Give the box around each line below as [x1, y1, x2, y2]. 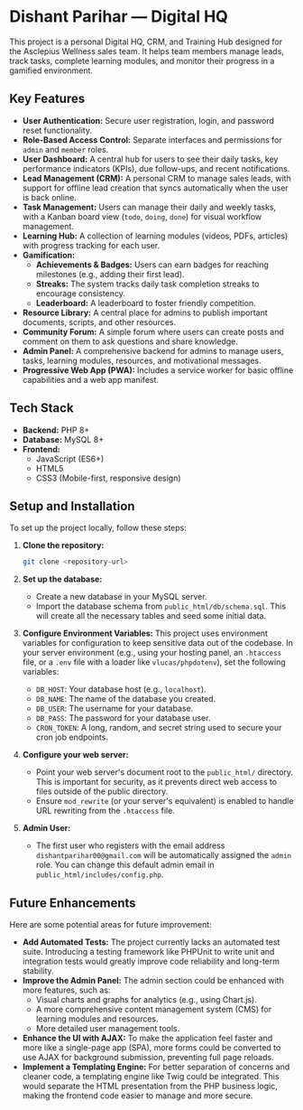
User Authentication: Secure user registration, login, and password [22, 115, 275, 126]
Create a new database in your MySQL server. [35, 592, 207, 602]
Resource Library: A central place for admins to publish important [22, 307, 268, 318]
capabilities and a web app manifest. [22, 374, 160, 385]
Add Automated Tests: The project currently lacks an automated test [22, 937, 280, 947]
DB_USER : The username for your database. [35, 703, 194, 714]
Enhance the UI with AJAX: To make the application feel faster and [22, 1032, 273, 1044]
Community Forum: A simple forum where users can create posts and [22, 326, 284, 337]
